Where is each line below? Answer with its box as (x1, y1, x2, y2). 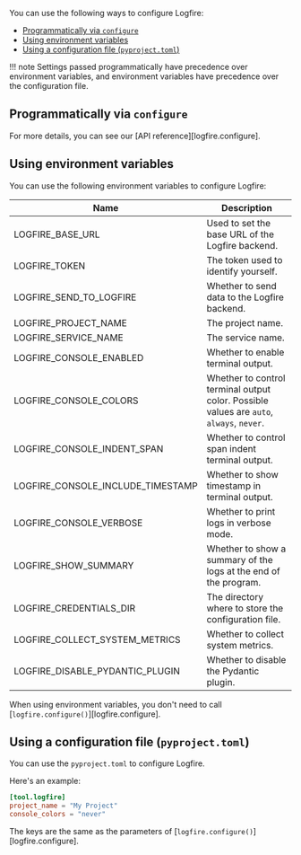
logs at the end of (206, 565, 280, 577)
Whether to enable (206, 346, 285, 358)
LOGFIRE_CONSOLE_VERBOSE (13, 516, 143, 529)
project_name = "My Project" (9, 801, 118, 811)
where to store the (206, 602, 284, 614)
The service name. (206, 331, 285, 344)
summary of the (206, 553, 273, 566)
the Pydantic (206, 665, 260, 677)
